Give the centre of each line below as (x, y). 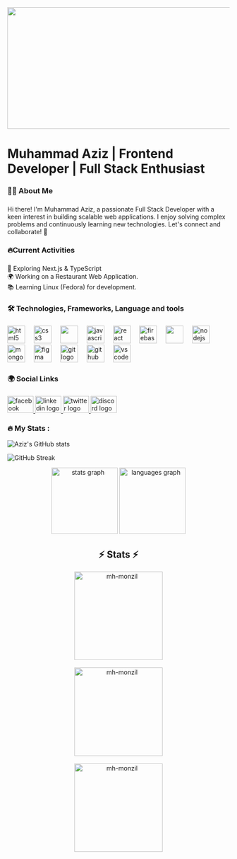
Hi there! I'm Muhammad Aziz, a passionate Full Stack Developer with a (111, 209)
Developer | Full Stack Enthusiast (106, 169)
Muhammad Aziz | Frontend (91, 154)
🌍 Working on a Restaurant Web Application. (73, 276)
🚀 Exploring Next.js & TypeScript (55, 268)
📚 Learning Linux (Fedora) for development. (72, 287)
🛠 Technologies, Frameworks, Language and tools (96, 309)
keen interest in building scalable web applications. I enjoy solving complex (116, 217)
